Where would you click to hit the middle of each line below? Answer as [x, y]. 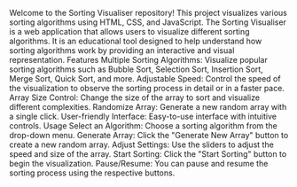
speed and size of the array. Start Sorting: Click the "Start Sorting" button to [148, 154]
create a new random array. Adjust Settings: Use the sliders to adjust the [142, 144]
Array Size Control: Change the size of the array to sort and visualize [134, 97]
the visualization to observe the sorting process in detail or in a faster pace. [147, 88]
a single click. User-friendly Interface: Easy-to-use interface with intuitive [143, 116]
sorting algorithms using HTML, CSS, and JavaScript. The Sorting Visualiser [148, 22]
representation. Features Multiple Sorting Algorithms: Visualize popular [138, 60]
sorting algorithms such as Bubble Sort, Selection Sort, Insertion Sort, [136, 69]
